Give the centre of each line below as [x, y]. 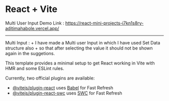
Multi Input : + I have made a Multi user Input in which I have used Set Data [83, 42]
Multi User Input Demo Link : [35, 23]
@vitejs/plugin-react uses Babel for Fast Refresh [63, 87]
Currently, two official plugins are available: [50, 78]
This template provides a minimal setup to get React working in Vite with [80, 63]
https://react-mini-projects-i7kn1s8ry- [104, 23]
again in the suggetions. [30, 53]
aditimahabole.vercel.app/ [32, 28]
